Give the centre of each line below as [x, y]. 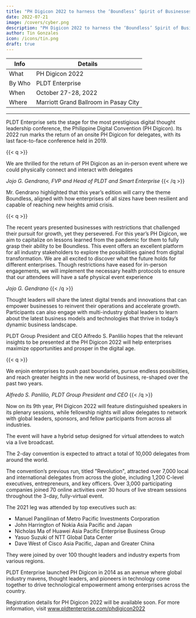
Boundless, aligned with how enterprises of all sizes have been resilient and [97, 198]
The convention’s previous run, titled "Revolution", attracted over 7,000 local [97, 471]
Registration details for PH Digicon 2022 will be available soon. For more [93, 602]
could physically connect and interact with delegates [69, 170]
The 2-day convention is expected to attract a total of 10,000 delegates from [98, 453]
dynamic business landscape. [42, 324]
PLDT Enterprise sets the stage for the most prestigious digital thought [91, 122]
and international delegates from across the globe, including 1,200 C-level [95, 477]
